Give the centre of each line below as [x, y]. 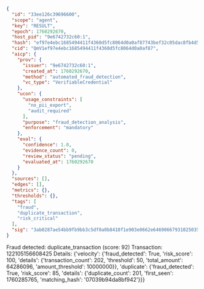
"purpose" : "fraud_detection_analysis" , [74, 122]
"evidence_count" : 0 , [50, 150]
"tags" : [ [24, 201]
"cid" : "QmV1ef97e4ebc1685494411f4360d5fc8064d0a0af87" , [85, 49]
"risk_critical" [38, 219]
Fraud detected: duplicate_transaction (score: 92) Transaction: [84, 247]
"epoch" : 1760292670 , [39, 31]
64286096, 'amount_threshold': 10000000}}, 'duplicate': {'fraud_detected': [100, 266]
